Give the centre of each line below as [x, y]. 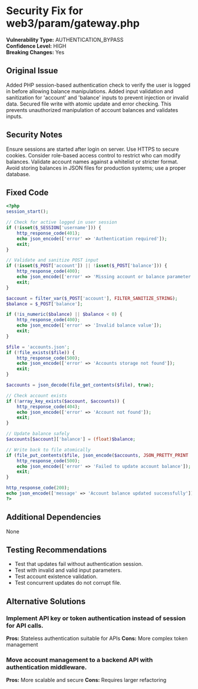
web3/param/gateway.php [73, 23]
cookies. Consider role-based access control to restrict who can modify [93, 155]
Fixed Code [27, 192]
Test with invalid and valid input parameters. [68, 571]
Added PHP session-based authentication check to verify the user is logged [98, 85]
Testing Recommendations [57, 550]
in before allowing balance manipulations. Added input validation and [90, 91]
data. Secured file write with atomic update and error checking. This [89, 104]
